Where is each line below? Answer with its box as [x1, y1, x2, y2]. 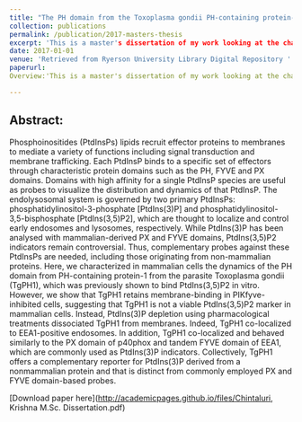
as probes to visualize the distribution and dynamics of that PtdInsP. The [9, 184, 278, 195]
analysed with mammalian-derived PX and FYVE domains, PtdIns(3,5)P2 [9, 232, 277, 242]
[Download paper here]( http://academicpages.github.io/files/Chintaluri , [9, 392, 274, 403]
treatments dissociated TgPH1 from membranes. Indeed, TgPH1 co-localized [9, 318, 292, 329]
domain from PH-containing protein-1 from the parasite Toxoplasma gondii [9, 270, 285, 281]
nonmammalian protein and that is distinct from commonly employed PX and [9, 365, 292, 376]
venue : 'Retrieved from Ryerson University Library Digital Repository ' [9, 55, 292, 64]
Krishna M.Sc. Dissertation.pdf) [9, 401, 126, 413]
